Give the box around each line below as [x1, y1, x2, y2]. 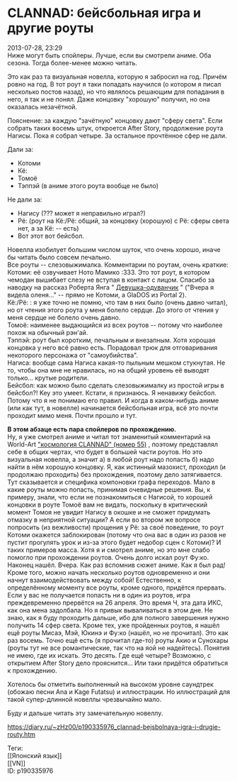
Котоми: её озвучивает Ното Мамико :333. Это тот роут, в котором [7, 268, 210, 276]
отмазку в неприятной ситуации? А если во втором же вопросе [7, 515, 201, 524]
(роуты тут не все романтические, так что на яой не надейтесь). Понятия [7, 644, 230, 652]
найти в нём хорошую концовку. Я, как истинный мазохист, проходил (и [7, 463, 226, 471]
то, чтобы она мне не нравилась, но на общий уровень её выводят [7, 365, 210, 374]
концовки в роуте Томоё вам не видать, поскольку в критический [7, 500, 208, 509]
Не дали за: [7, 195, 42, 204]
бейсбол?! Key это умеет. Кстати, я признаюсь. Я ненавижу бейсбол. [7, 388, 217, 397]
